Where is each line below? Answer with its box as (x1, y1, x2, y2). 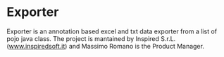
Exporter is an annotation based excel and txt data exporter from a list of (6, 27, 218, 35)
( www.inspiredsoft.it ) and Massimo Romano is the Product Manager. (6, 42, 205, 50)
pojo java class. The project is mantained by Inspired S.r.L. (6, 34, 176, 42)
